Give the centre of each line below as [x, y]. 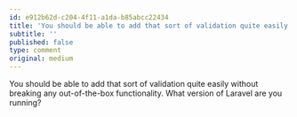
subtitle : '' [33, 34]
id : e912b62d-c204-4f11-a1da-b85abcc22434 [89, 17]
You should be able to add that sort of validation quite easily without [134, 84]
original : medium [41, 58]
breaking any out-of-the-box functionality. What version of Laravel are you [146, 93]
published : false [41, 42]
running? [25, 102]
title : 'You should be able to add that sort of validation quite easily [149, 26]
